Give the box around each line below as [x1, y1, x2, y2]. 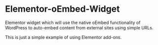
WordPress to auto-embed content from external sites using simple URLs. [5, 24, 154, 30]
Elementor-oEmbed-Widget [5, 3, 120, 15]
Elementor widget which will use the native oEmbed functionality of [5, 20, 141, 25]
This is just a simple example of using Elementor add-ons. [5, 34, 122, 40]
